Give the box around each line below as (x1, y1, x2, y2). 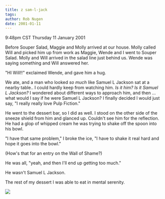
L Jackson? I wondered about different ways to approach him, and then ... (5, 90, 156, 96)
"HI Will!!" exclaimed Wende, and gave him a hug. (5, 70, 107, 76)
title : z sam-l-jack (5, 7, 48, 12)
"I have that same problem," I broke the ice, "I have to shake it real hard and (5, 135, 160, 141)
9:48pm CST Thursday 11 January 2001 (5, 35, 86, 41)
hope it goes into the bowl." (5, 141, 61, 147)
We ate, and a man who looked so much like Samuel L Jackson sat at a (5, 79, 150, 85)
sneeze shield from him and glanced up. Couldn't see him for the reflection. (5, 115, 160, 122)
